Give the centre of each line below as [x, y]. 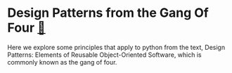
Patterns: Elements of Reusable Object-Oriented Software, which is [104, 55]
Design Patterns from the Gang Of [108, 13]
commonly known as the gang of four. [62, 62]
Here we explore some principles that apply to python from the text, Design [116, 47]
